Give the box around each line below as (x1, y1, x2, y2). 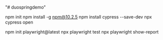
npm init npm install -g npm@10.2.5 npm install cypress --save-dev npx (5, 14, 152, 19)
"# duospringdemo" (5, 4, 46, 10)
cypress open (5, 19, 33, 25)
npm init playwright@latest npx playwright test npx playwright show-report (5, 29, 159, 34)
